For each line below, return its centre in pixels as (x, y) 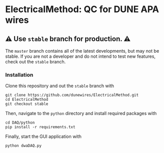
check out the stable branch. (36, 62)
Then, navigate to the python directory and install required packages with (81, 113)
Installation (19, 74)
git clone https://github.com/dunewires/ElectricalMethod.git (72, 95)
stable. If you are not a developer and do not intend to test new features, (80, 56)
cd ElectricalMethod (27, 100)
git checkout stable (27, 104)
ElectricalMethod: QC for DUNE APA (82, 9)
